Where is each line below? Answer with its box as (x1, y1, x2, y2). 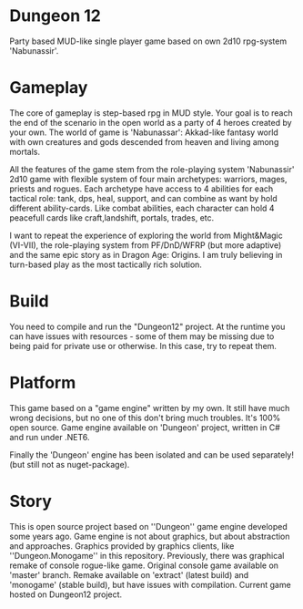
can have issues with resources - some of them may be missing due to (9, 330, 275, 342)
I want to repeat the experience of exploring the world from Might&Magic (9, 230, 284, 241)
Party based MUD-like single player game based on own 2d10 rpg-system (9, 36, 288, 46)
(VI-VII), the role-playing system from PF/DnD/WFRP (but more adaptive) (9, 239, 282, 251)
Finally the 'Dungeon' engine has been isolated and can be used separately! (9, 449, 294, 460)
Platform (9, 373, 76, 393)
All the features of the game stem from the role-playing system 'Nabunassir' (9, 163, 295, 174)
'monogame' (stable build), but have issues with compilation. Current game (9, 579, 291, 590)
